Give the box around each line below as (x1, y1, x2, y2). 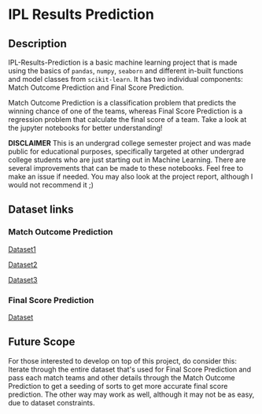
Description (8, 37, 67, 50)
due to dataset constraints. (8, 397, 96, 407)
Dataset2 (8, 260, 38, 269)
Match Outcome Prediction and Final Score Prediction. (8, 83, 185, 92)
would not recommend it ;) (8, 180, 94, 190)
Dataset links (8, 203, 74, 216)
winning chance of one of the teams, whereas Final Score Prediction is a (8, 106, 243, 116)
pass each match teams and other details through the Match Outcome (8, 372, 235, 383)
